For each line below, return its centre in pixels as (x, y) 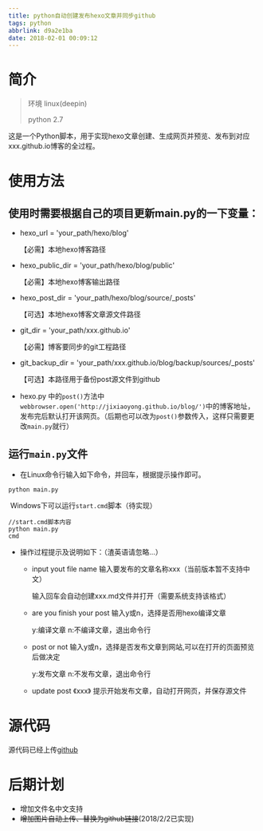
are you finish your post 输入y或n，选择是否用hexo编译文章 (129, 613)
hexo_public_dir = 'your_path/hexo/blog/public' (97, 265)
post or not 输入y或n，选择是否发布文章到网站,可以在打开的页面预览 (143, 647)
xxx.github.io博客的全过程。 (54, 146)
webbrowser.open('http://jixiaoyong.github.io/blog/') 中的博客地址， (137, 406)
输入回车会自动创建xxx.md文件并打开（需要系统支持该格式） (131, 596)
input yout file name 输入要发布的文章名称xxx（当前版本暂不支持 (137, 569)
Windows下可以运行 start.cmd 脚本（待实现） (83, 505)
